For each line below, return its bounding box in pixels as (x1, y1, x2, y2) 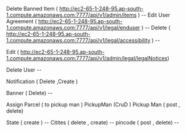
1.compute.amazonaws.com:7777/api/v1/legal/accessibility (6, 37, 151, 44)
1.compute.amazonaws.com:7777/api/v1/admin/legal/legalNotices (6, 55, 168, 62)
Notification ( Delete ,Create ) (6, 78, 78, 85)
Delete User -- (6, 66, 42, 73)
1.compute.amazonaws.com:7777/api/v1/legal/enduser (6, 24, 141, 31)
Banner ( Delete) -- (6, 90, 53, 96)
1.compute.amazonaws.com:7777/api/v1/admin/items (6, 11, 137, 19)
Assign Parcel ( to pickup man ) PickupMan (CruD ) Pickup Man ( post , (6, 101, 181, 108)
